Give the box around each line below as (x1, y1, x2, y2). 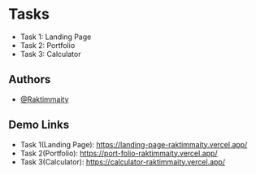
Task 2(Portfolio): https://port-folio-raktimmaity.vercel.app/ (20, 148, 218, 158)
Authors (8, 72, 51, 86)
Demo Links (8, 118, 70, 132)
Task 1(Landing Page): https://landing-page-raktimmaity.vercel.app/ (20, 139, 248, 149)
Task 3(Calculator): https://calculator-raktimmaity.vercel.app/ (20, 156, 226, 167)
